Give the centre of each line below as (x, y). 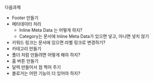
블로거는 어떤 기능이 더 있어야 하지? (46, 73)
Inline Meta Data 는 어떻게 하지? (51, 30)
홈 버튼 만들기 (25, 61)
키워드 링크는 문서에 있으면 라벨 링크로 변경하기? (59, 42)
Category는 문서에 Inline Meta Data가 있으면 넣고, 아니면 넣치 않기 (84, 36)
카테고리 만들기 (26, 49)
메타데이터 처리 (26, 24)
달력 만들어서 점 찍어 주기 (36, 67)
